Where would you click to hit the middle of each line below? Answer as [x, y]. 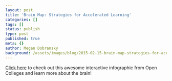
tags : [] [15, 24]
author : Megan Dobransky [32, 48]
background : [18, 53]
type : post [17, 34]
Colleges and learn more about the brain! [49, 73]
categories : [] [21, 19]
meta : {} [15, 44]
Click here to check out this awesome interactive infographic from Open [81, 68]
